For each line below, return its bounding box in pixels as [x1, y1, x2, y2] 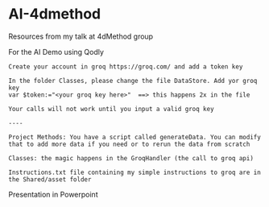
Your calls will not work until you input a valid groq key [8, 105, 215, 113]
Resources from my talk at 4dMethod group [8, 31, 154, 41]
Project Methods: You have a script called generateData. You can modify [8, 133, 262, 141]
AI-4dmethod [8, 5, 101, 23]
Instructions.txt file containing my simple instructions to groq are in [8, 168, 262, 176]
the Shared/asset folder [8, 175, 92, 184]
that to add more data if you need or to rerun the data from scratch [8, 140, 250, 148]
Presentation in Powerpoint [8, 189, 98, 199]
